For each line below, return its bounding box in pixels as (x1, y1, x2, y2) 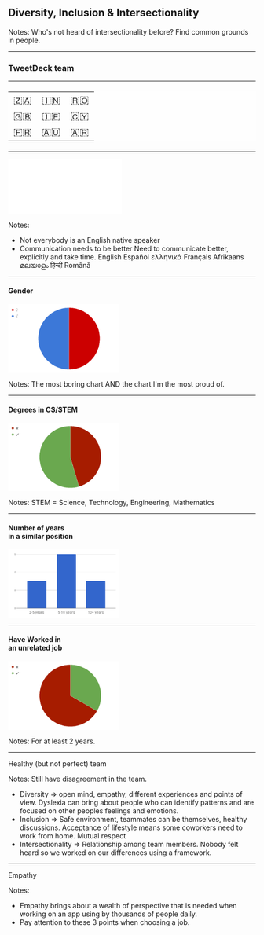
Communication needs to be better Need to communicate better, (19, 244, 229, 253)
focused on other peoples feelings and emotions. (19, 805, 179, 816)
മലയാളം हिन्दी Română (19, 260, 91, 269)
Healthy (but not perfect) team (8, 758, 107, 768)
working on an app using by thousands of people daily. (19, 909, 198, 918)
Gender (8, 286, 34, 295)
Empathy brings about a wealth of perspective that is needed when (19, 900, 237, 910)
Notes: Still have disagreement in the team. (8, 774, 148, 783)
